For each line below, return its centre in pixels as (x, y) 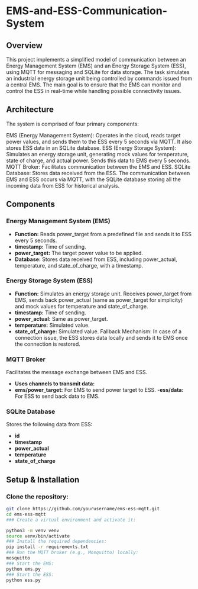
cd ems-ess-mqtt (26, 514)
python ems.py (24, 569)
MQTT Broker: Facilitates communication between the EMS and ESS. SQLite (98, 166)
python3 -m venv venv (33, 530)
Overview (25, 45)
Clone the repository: (38, 497)
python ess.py (24, 580)
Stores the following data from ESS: (49, 424)
